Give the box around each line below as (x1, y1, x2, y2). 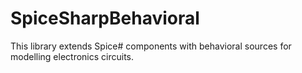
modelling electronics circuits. (10, 50, 135, 62)
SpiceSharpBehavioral (10, 7, 200, 30)
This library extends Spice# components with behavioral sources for (10, 40, 292, 52)
